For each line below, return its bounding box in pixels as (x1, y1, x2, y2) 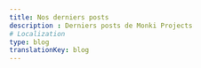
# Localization (9, 29, 66, 38)
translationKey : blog (9, 46, 90, 55)
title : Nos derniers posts (9, 12, 109, 22)
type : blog (9, 37, 50, 47)
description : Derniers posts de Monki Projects (9, 21, 193, 30)
